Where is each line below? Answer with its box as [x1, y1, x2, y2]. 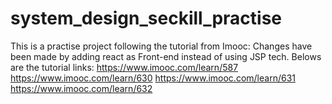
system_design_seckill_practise [10, 7, 283, 30]
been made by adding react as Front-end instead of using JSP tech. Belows [10, 50, 322, 62]
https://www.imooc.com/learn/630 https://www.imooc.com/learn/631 [10, 72, 296, 84]
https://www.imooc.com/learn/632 [10, 82, 153, 94]
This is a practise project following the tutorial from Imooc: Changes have [10, 40, 313, 52]
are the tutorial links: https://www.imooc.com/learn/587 [10, 61, 239, 73]
